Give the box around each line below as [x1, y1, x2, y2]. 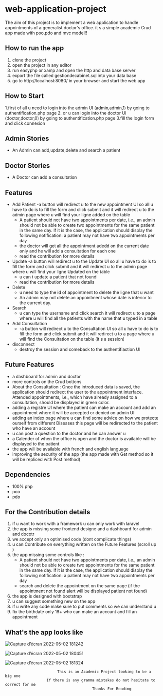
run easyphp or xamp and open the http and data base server [12, 67, 136, 73]
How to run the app [5, 44, 64, 52]
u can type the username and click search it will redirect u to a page [19, 310, 156, 316]
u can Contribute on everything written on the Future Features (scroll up [12, 541, 157, 547]
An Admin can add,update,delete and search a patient [12, 147, 121, 153]
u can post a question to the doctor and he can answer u [12, 430, 126, 436]
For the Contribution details [5, 508, 91, 516]
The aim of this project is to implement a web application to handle [5, 19, 139, 25]
